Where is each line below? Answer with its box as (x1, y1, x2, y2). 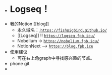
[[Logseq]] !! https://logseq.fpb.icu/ (17, 32, 95, 38)
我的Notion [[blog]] (9, 21, 49, 27)
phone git (9, 60, 30, 66)
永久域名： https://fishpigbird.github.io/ (17, 27, 108, 33)
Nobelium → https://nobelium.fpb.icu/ (17, 37, 99, 43)
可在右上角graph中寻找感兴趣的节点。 (17, 55, 95, 61)
